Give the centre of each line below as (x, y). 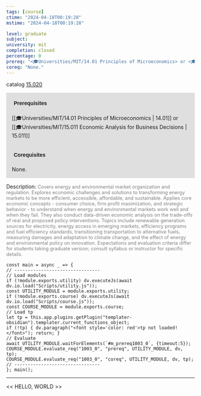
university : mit (26, 45)
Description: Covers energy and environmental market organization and (88, 186)
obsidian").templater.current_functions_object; (68, 322)
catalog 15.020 (25, 84)
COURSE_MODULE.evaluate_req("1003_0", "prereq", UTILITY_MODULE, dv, (95, 349)
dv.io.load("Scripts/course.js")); (51, 301)
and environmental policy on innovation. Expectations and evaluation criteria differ (99, 243)
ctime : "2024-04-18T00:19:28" (44, 17)
